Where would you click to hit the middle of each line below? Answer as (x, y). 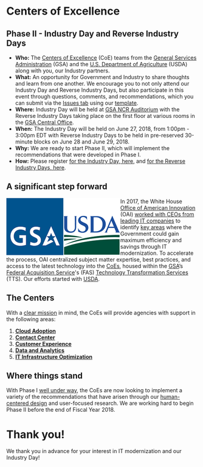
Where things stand (45, 376)
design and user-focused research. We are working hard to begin (112, 403)
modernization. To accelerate (157, 253)
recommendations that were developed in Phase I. (78, 154)
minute (24, 142)
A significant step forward (57, 187)
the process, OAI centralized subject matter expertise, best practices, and (99, 259)
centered (18, 403)
